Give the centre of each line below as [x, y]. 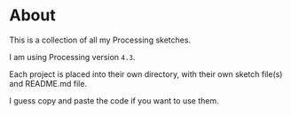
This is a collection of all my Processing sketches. [100, 40]
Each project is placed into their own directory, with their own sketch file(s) [146, 74]
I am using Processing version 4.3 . [72, 57]
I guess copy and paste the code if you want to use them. [114, 100]
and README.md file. [48, 83]
